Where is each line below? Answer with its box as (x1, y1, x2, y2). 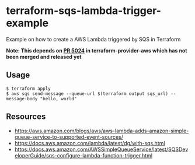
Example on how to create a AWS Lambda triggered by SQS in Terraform (6, 36, 181, 43)
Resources (6, 112, 46, 122)
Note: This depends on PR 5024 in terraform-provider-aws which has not (6, 47, 187, 54)
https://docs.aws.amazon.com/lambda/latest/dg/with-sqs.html (14, 139, 165, 146)
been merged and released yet (6, 53, 82, 60)
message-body (6, 96, 38, 101)
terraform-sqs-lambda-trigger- (6, 4, 162, 17)
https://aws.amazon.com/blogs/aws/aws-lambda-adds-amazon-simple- (14, 127, 189, 134)
